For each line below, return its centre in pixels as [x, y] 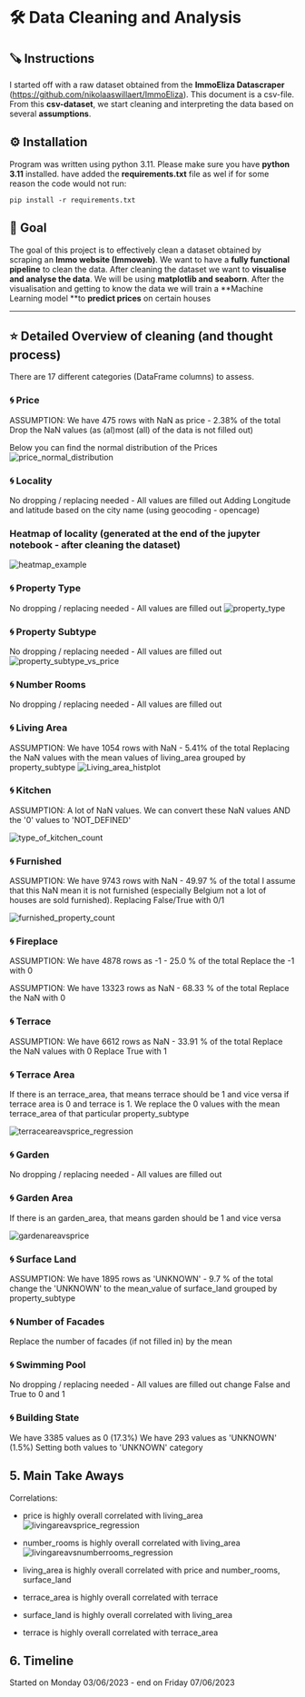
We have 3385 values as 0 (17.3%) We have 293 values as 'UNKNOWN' [143, 1437]
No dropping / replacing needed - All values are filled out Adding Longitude [150, 501]
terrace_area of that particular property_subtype [99, 1113]
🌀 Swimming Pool [48, 1365]
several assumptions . [50, 114]
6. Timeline [42, 1660]
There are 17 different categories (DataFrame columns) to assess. [132, 377]
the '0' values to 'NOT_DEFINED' [70, 819]
